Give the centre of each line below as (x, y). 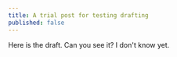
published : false (36, 23)
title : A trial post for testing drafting (78, 15)
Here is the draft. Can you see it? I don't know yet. (89, 45)
